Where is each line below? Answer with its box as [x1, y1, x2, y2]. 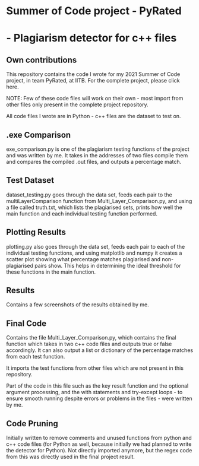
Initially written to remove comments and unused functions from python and [6, 435, 192, 442]
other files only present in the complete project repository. [6, 101, 149, 108]
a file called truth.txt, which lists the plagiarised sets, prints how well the [6, 204, 182, 211]
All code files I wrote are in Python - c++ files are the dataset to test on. [6, 113, 181, 120]
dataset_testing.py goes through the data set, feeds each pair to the [6, 191, 172, 198]
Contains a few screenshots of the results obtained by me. [6, 301, 150, 308]
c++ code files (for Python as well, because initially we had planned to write [6, 440, 192, 448]
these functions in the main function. [6, 268, 96, 275]
